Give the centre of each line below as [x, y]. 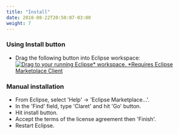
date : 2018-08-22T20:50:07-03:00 [49, 18]
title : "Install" [28, 12]
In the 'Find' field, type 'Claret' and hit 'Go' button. [78, 106]
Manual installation [35, 86]
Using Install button [36, 44]
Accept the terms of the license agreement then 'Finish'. [86, 119]
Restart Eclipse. [35, 125]
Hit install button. [36, 112]
